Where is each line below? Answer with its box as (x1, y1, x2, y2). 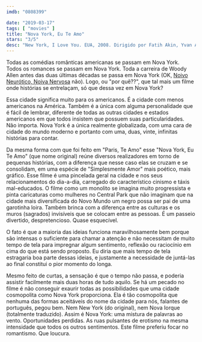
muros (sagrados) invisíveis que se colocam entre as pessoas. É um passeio (6, 211, 195, 217)
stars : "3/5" (6, 37, 39, 43)
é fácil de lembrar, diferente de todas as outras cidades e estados (6, 109, 169, 116)
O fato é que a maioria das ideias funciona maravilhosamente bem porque (6, 229, 189, 235)
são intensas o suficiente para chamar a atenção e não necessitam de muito (6, 235, 195, 242)
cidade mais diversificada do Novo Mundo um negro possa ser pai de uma (6, 197, 191, 204)
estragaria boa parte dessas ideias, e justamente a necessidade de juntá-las (6, 254, 195, 261)
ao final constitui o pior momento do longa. (6, 261, 112, 267)
